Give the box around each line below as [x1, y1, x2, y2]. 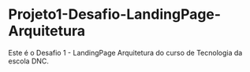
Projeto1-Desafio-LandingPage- [8, 5, 222, 23]
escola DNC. [8, 56, 50, 66]
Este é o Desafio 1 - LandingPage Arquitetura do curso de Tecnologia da [8, 48, 243, 57]
